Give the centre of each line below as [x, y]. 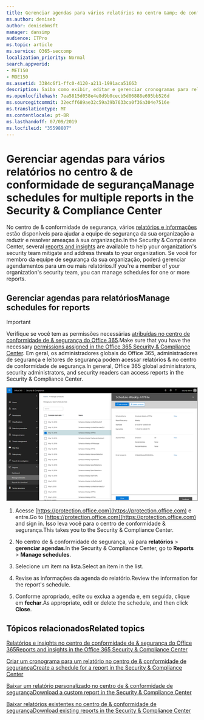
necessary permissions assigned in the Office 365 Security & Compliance [98, 347]
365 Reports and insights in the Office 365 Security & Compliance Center [97, 650]
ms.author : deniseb [31, 19]
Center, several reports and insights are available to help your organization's [102, 246]
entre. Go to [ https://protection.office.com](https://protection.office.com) [105, 517]
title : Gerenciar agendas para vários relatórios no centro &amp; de [96, 13]
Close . [23, 610]
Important [19, 322]
